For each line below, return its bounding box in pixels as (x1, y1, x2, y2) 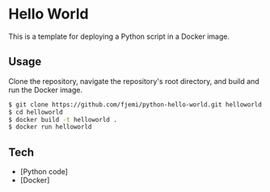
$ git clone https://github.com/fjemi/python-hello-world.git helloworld (8, 100, 263, 109)
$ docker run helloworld (8, 123, 92, 131)
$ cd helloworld (8, 108, 63, 116)
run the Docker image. (8, 85, 83, 94)
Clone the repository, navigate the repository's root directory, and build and (8, 76, 260, 86)
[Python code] (19, 167, 69, 177)
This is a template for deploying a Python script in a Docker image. (8, 31, 230, 41)
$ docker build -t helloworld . (8, 115, 117, 123)
